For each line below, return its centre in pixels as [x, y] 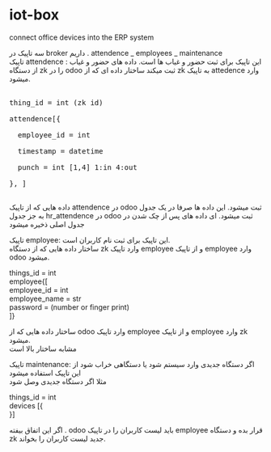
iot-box [34, 15]
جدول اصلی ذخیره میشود [47, 224]
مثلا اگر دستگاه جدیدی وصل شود [58, 381]
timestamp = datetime [60, 151]
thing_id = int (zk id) [56, 102]
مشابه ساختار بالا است [43, 349]
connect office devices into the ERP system [82, 37]
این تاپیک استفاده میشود [45, 373]
